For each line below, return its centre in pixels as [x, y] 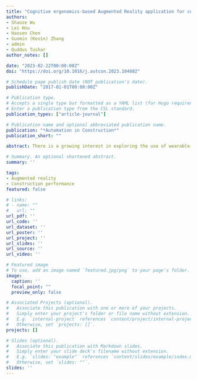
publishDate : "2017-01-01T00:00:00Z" [52, 87]
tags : [13, 173]
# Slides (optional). [33, 341]
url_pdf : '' [21, 216]
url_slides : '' [25, 243]
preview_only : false [36, 292]
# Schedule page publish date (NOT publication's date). [77, 82]
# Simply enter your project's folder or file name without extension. [98, 314]
